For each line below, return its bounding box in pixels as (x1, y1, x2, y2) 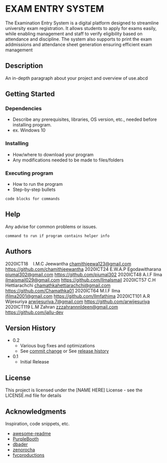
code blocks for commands (5, 196, 60, 202)
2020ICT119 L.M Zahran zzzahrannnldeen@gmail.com (5, 304, 118, 310)
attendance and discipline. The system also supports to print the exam (5, 36, 152, 42)
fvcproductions (12, 452, 45, 458)
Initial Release (20, 359, 50, 365)
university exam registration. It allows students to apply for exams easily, (5, 25, 157, 31)
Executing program (5, 170, 54, 177)
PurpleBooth (12, 436, 39, 442)
